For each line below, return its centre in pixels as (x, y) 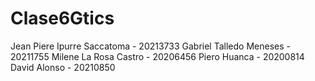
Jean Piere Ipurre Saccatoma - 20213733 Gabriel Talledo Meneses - (150, 46)
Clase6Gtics (62, 18)
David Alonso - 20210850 (63, 67)
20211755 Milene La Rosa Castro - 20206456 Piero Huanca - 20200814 (157, 56)
